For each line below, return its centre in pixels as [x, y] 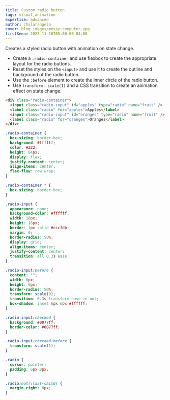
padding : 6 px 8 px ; [30, 369]
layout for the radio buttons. [42, 64]
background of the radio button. [46, 74]
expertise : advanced [27, 19]
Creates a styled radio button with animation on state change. [70, 48]
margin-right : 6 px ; [31, 388]
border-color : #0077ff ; [35, 327]
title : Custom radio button [35, 10]
